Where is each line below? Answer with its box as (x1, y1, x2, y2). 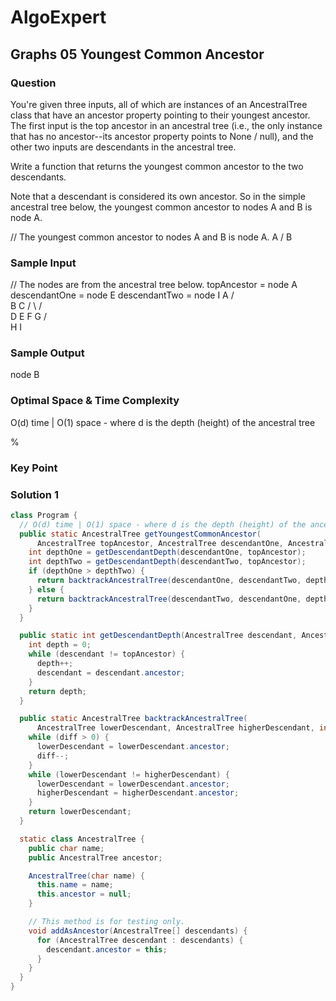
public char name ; (28, 843, 105, 853)
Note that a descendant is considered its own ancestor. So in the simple (10, 190, 306, 202)
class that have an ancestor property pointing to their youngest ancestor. (10, 109, 311, 121)
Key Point (10, 461, 58, 475)
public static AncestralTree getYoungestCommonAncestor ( (19, 529, 262, 539)
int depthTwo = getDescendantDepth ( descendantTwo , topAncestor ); (28, 557, 307, 567)
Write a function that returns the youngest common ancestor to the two (10, 160, 304, 172)
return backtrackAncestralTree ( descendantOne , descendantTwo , (36, 576, 302, 586)
